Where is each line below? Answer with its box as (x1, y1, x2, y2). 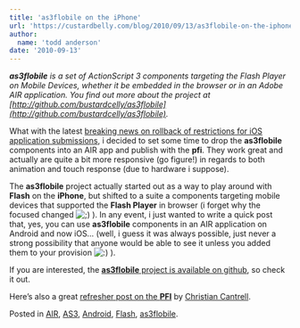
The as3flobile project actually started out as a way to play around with (9, 181, 272, 192)
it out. (9, 274, 31, 285)
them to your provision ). (9, 247, 116, 258)
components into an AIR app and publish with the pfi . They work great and (9, 144, 283, 156)
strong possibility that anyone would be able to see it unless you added (9, 238, 271, 249)
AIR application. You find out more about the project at (9, 90, 211, 101)
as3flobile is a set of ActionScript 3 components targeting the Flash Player (9, 70, 286, 81)
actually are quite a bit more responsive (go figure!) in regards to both (9, 154, 265, 165)
